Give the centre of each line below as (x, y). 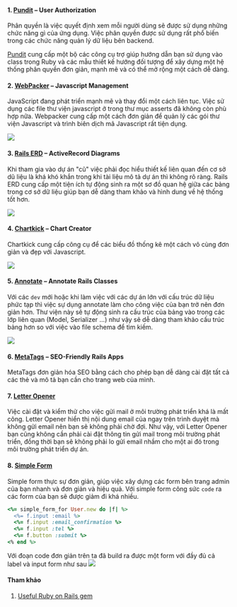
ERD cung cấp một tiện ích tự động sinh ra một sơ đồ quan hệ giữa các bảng (118, 184)
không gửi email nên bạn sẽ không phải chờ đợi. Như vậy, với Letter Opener (117, 427)
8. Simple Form (30, 466)
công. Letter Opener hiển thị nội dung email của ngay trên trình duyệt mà (114, 419)
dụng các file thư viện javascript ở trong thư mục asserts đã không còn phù (117, 109)
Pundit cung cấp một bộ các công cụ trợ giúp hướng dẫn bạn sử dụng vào (115, 54)
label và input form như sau (47, 564)
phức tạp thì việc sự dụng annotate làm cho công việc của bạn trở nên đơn (116, 305)
